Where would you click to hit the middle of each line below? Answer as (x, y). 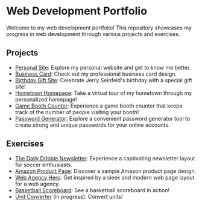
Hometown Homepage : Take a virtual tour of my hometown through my (103, 93)
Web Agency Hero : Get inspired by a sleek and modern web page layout (105, 177)
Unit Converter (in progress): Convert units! (69, 196)
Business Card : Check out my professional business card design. (96, 74)
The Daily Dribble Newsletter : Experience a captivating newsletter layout (105, 158)
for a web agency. (37, 184)
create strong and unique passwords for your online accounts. (92, 125)
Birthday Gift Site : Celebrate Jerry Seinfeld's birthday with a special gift (103, 80)
